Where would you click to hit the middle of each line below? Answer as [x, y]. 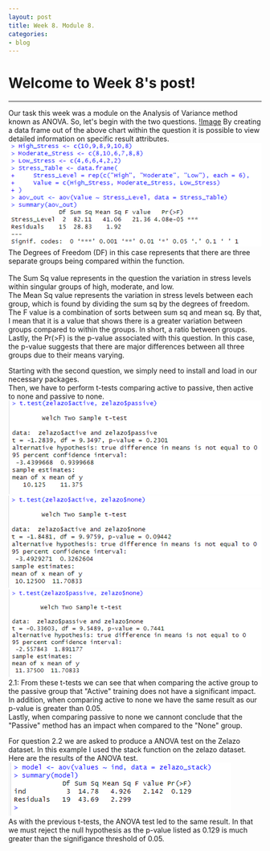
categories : [28, 34]
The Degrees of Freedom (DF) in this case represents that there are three [129, 252]
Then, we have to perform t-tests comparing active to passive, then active [131, 387]
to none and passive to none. [56, 396]
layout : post [30, 17]
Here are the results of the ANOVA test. [73, 758]
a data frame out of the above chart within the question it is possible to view [134, 130]
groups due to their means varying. [66, 355]
